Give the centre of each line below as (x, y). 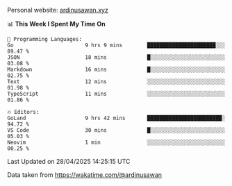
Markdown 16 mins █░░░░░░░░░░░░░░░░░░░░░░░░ (116, 69)
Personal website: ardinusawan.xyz (58, 10)
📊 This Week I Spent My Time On (56, 24)
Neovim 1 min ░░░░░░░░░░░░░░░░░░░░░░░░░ (116, 142)
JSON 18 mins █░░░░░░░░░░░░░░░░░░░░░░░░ (116, 58)
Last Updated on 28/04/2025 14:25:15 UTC (69, 161)
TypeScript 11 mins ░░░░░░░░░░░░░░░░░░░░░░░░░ (116, 94)
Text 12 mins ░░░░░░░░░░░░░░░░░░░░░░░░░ (116, 82)
